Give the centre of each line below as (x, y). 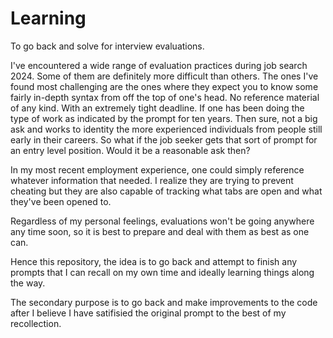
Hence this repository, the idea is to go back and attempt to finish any (154, 261)
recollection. (36, 323)
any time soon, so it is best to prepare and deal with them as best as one (160, 231)
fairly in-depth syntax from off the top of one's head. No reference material (165, 97)
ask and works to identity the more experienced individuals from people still (166, 129)
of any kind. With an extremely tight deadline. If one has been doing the (157, 108)
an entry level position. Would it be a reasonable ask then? (130, 150)
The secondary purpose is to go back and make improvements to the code (164, 302)
